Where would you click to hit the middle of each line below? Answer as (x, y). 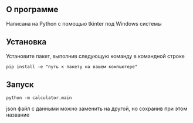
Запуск (20, 85)
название (18, 115)
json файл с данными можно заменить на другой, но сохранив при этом (97, 109)
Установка (26, 42)
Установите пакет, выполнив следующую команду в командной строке (95, 56)
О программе (32, 10)
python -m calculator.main (39, 98)
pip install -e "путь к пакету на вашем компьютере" (72, 66)
